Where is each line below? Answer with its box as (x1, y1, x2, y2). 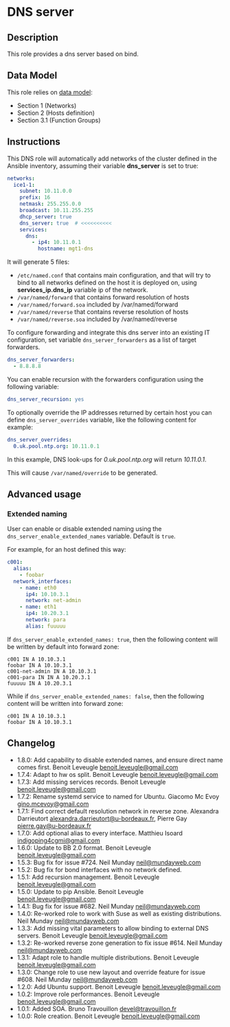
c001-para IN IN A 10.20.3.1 (7, 674, 91, 681)
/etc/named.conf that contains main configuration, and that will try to (16, 271, 211, 280)
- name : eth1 (19, 603, 57, 610)
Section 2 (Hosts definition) (16, 108, 95, 117)
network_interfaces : (13, 578, 72, 585)
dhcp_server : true (19, 213, 72, 220)
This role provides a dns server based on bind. (7, 50, 139, 58)
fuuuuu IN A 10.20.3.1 (7, 680, 72, 687)
